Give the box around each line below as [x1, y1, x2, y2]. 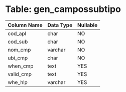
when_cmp [8, 62, 34, 69]
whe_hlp [8, 78, 28, 85]
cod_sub [8, 38, 28, 45]
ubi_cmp [8, 54, 28, 61]
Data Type [47, 21, 73, 28]
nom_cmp [8, 46, 31, 53]
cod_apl [8, 30, 27, 37]
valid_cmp [8, 70, 32, 77]
